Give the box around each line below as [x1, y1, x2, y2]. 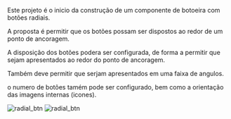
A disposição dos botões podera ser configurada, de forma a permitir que [7, 49, 221, 56]
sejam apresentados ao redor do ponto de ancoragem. [7, 56, 166, 64]
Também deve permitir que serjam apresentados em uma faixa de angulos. [7, 70, 225, 77]
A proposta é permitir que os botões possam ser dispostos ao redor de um [7, 27, 223, 35]
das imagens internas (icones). [7, 91, 97, 99]
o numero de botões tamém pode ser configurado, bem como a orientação [7, 83, 224, 91]
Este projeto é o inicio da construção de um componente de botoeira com [7, 6, 220, 14]
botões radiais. [7, 13, 51, 22]
